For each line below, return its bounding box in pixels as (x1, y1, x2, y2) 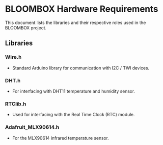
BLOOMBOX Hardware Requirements (5, 3, 159, 15)
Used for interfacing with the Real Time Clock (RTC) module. (12, 112, 135, 118)
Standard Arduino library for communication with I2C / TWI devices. (12, 65, 150, 71)
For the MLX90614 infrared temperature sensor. (12, 135, 109, 141)
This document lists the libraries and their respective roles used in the (5, 20, 146, 25)
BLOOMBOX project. (5, 24, 47, 30)
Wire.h (5, 54, 22, 61)
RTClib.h (5, 100, 27, 107)
